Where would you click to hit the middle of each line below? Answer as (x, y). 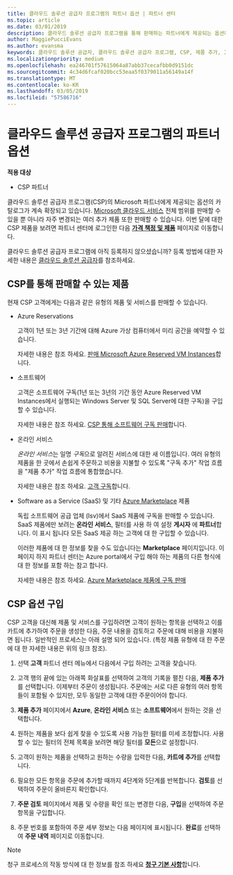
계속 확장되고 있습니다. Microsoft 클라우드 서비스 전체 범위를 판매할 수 (126, 210)
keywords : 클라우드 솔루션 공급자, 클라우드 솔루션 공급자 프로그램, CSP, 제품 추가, (114, 53)
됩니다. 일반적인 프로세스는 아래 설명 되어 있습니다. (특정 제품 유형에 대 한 (113, 639)
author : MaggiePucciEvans (44, 40)
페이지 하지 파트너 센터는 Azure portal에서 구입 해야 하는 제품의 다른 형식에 (119, 556)
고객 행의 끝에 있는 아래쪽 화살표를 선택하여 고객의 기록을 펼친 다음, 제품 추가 (120, 677)
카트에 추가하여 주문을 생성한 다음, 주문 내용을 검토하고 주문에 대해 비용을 (106, 631)
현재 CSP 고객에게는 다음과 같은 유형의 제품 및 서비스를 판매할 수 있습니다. (107, 302)
